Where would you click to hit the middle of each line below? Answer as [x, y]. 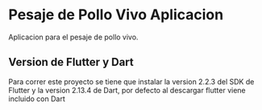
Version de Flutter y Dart [71, 62]
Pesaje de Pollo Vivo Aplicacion [116, 15]
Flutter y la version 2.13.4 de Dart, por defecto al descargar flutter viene [127, 90]
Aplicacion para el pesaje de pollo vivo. [73, 37]
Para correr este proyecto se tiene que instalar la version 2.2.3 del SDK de [131, 81]
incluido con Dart [37, 99]
